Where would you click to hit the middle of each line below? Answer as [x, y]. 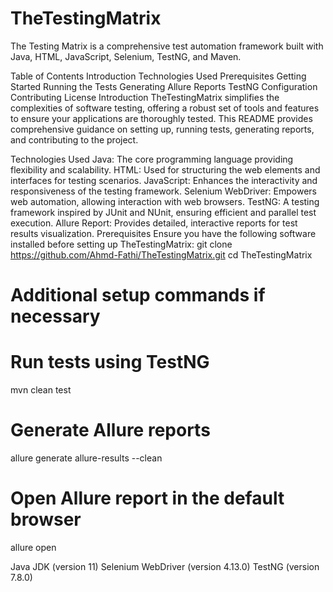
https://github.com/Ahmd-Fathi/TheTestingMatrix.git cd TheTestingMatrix [161, 254]
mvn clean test [41, 390]
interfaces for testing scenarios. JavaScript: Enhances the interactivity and [164, 180]
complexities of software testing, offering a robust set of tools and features [165, 108]
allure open [33, 547]
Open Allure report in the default [147, 498]
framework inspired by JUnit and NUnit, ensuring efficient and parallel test [163, 212]
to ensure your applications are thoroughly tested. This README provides [161, 118]
